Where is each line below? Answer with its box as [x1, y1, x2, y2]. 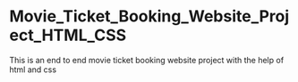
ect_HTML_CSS [9, 25, 127, 45]
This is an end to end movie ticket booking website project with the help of [9, 54, 285, 65]
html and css [9, 64, 56, 75]
